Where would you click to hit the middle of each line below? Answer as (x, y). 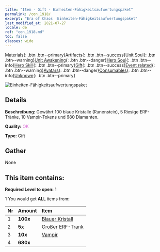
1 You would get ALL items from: (37, 199)
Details (16, 100)
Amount (27, 211)
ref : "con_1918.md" (25, 32)
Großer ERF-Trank (63, 227)
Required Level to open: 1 (31, 189)
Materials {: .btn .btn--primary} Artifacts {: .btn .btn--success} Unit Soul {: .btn (80, 55)
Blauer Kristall (57, 219)
